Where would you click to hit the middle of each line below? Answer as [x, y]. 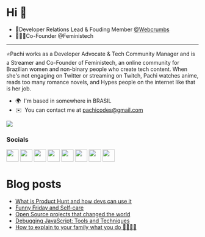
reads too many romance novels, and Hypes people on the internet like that [101, 82]
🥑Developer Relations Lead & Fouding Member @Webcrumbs [92, 29]
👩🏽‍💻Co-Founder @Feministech [54, 35]
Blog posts [34, 184]
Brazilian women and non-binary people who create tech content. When [97, 69]
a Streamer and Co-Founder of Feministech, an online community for [93, 62]
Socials [17, 139]
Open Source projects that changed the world [73, 214]
